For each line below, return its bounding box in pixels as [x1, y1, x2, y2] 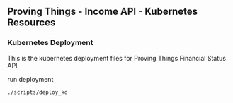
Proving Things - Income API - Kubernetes [7, 6, 198, 18]
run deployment [7, 75, 54, 83]
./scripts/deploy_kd [7, 88, 69, 96]
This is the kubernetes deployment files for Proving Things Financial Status [7, 54, 227, 62]
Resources [7, 17, 56, 29]
